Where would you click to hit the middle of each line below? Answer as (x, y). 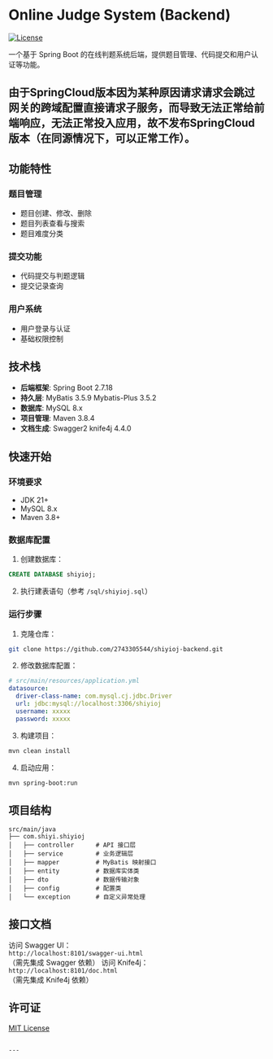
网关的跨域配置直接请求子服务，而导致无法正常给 (131, 108)
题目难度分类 (41, 234)
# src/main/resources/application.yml (74, 681)
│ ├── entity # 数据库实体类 (74, 871)
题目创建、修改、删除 (56, 213)
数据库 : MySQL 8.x (51, 408)
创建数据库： (41, 559)
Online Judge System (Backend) (120, 15)
